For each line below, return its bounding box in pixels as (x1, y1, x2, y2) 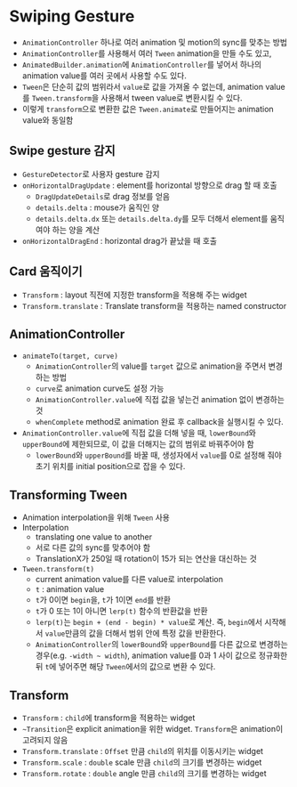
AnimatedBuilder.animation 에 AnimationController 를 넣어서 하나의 (21, 59, 262, 69)
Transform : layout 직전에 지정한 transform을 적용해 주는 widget (21, 289, 247, 300)
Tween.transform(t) (21, 565, 95, 574)
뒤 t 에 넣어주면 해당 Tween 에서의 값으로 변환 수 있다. (35, 661, 216, 672)
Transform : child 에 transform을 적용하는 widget (21, 712, 196, 723)
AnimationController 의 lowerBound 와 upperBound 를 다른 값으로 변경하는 (35, 639, 289, 650)
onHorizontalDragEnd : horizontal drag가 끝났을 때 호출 (21, 235, 218, 246)
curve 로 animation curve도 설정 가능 (35, 383, 165, 393)
